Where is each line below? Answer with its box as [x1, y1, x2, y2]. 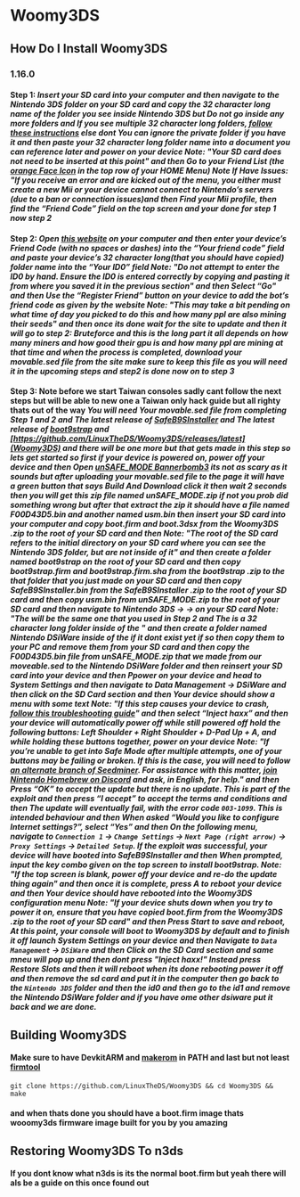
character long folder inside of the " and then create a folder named [10, 623, 267, 634]
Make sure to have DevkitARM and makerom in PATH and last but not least [10, 1053, 290, 1063]
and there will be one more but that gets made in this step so [62, 443, 291, 454]
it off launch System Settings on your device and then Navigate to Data [10, 935, 278, 946]
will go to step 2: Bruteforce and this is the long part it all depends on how [10, 327, 288, 339]
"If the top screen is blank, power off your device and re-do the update [10, 869, 278, 880]
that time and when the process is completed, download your [10, 347, 243, 357]
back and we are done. [10, 1002, 97, 1013]
